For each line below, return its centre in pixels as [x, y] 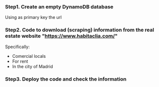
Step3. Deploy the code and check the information [66, 79]
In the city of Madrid [32, 66]
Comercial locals [29, 56]
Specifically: [18, 47]
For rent [20, 61]
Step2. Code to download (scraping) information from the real [80, 30]
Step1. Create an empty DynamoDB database [59, 7]
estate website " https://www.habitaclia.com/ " [61, 36]
